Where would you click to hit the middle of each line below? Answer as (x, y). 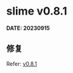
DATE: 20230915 (28, 28)
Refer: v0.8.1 (22, 64)
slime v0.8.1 (37, 11)
